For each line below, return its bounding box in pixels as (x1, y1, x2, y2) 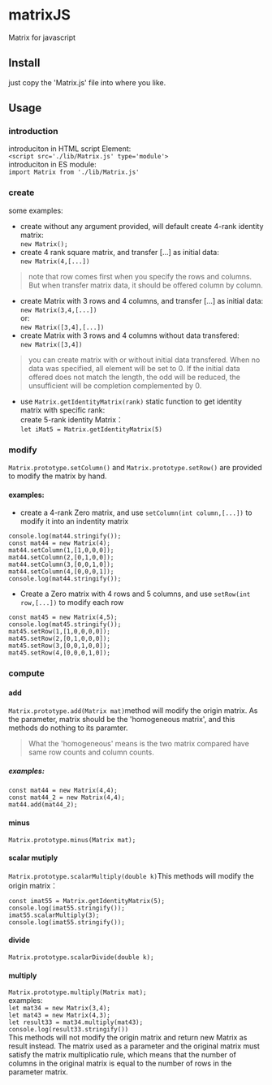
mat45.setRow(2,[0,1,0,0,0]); (8, 635, 111, 643)
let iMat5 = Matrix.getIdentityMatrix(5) (19, 425, 162, 434)
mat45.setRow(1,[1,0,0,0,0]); (8, 628, 111, 636)
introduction (8, 126, 58, 137)
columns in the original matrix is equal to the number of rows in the (8, 1058, 232, 1069)
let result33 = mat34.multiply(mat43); (8, 1018, 144, 1027)
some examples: (8, 205, 63, 215)
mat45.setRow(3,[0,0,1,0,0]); (8, 642, 111, 651)
